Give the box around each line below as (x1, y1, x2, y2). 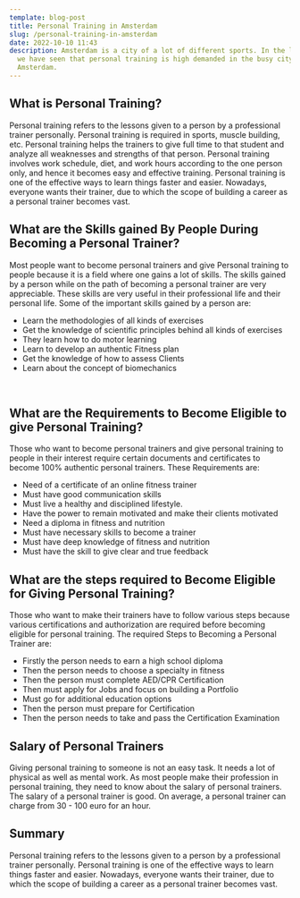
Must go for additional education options (21, 694, 172, 705)
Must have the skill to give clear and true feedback (21, 546, 209, 557)
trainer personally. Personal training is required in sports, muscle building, (9, 129, 280, 140)
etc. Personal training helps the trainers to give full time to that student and (9, 139, 284, 149)
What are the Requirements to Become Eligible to (9, 405, 287, 420)
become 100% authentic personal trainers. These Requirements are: (9, 462, 261, 473)
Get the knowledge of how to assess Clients (21, 352, 185, 363)
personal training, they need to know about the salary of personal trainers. (9, 781, 283, 792)
